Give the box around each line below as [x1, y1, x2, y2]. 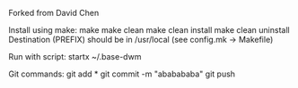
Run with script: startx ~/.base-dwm [8, 52, 142, 61]
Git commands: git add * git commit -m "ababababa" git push [8, 68, 235, 79]
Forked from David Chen [8, 8, 100, 18]
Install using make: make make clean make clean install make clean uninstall [8, 25, 290, 35]
